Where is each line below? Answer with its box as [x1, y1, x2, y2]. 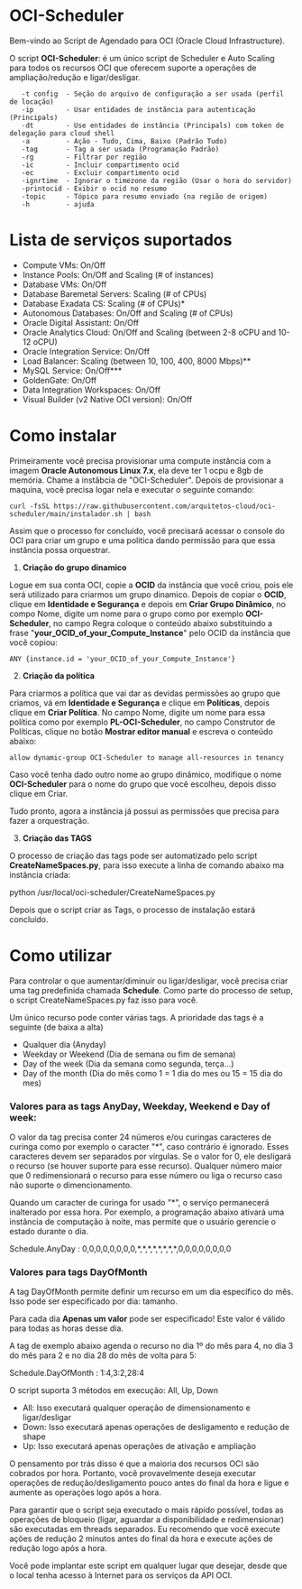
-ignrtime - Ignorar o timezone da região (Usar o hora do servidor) [21, 176, 293, 185]
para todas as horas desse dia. [9, 1323, 124, 1334]
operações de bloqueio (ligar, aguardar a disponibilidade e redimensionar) [9, 1514, 285, 1525]
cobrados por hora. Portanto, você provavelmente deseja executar [9, 1468, 257, 1479]
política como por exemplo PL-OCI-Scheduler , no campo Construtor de [9, 716, 276, 727]
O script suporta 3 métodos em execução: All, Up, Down [9, 1385, 219, 1396]
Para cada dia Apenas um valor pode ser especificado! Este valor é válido [9, 1314, 286, 1325]
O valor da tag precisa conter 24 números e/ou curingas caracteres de [9, 1132, 272, 1142]
